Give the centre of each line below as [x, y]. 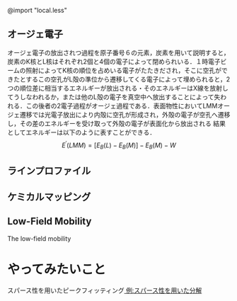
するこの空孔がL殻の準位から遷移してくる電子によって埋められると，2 [128, 79]
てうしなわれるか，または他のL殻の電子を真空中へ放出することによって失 [114, 97]
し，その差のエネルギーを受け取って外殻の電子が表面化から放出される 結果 [117, 123]
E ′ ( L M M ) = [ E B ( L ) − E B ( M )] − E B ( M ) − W [119, 145]
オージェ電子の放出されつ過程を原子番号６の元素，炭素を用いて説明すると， [118, 52]
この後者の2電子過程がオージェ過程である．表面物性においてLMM [122, 106]
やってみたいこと [57, 269]
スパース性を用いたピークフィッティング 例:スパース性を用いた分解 [105, 290]
